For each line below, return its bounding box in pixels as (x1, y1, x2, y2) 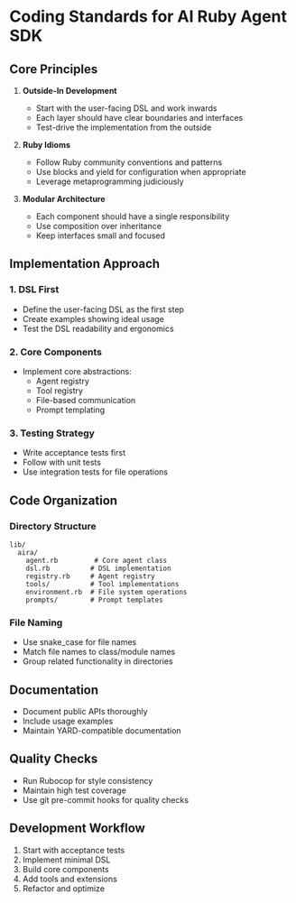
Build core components (22, 863, 110, 874)
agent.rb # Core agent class (25, 556, 168, 565)
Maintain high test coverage (22, 785, 126, 796)
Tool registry (35, 385, 84, 396)
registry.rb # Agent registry (25, 571, 155, 581)
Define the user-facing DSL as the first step (22, 304, 185, 315)
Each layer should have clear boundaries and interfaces (35, 113, 244, 123)
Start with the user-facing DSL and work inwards (35, 103, 217, 114)
